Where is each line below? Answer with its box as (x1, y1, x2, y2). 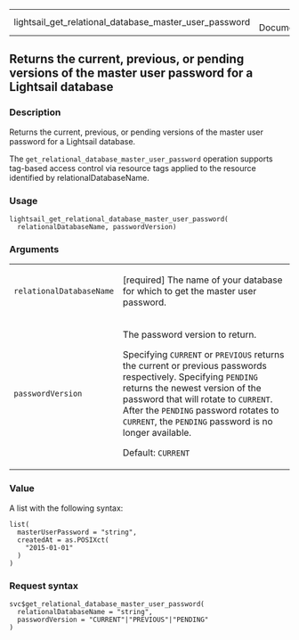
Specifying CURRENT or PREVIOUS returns (123, 349, 285, 361)
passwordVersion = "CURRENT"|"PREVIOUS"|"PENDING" (17, 615, 209, 624)
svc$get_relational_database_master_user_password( (9, 599, 205, 609)
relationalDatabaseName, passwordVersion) (17, 222, 177, 231)
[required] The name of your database (123, 274, 283, 286)
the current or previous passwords (123, 360, 267, 373)
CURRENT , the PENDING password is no (123, 415, 273, 428)
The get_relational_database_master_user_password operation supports (9, 153, 273, 164)
